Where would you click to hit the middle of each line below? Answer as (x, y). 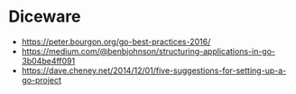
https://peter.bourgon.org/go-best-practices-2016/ (116, 42)
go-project (42, 80)
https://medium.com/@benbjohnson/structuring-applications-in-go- (148, 51)
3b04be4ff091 (48, 61)
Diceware (45, 17)
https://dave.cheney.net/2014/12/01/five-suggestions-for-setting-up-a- (154, 70)
